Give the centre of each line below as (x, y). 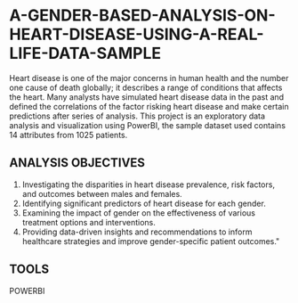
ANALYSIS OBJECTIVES (77, 163)
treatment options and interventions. (89, 222)
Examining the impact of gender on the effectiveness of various (139, 213)
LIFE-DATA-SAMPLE (85, 53)
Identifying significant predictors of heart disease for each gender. (144, 203)
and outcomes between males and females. (102, 193)
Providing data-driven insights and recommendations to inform (137, 232)
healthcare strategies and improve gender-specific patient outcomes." (151, 241)
